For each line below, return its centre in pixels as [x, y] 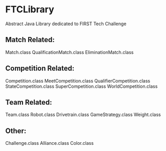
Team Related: [29, 102]
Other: [16, 131]
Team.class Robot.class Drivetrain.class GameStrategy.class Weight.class [83, 115]
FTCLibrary [30, 10]
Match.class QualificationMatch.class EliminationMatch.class [70, 52]
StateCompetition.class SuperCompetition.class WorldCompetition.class [81, 86]
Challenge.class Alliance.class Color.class [49, 143]
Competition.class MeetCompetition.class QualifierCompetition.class [78, 81]
